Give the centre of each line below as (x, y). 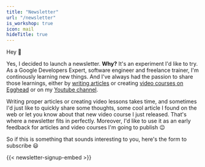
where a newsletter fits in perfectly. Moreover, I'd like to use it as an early (99, 121)
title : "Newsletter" (33, 12)
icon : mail (20, 29)
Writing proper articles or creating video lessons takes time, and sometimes (102, 102)
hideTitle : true (27, 35)
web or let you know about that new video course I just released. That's (96, 115)
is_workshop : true (30, 23)
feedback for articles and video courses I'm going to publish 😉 (86, 127)
